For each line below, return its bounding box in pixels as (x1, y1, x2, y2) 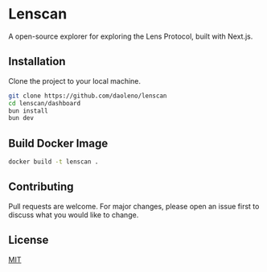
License (8, 233, 49, 247)
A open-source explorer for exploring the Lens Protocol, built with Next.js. (8, 31, 253, 41)
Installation (8, 55, 66, 68)
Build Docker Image (8, 136, 109, 150)
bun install (8, 106, 48, 115)
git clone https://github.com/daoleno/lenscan (8, 92, 167, 100)
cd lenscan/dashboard (8, 99, 81, 107)
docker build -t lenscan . (8, 158, 99, 166)
